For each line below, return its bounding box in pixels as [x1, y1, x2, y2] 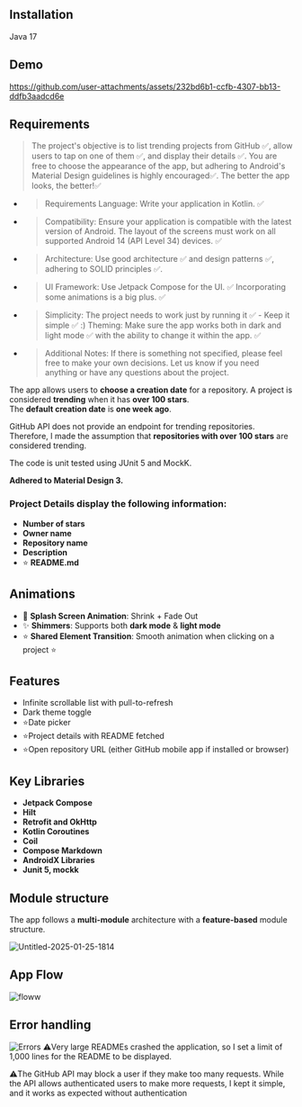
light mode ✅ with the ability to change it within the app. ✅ [44, 330, 262, 341]
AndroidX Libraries [22, 855, 95, 866]
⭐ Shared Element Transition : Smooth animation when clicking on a [22, 630, 275, 642]
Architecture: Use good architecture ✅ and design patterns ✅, [44, 254, 275, 265]
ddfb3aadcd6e [9, 90, 65, 102]
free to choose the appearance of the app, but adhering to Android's [31, 161, 286, 172]
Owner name [22, 527, 72, 538]
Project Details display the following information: [9, 498, 227, 510]
